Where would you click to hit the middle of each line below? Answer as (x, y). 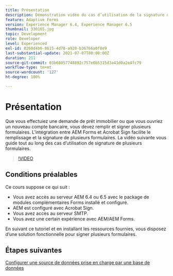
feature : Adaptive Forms (32, 20)
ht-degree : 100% (23, 77)
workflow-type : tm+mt (29, 67)
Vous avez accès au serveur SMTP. (50, 213)
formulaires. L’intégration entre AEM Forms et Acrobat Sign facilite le (78, 132)
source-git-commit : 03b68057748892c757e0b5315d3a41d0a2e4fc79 (73, 63)
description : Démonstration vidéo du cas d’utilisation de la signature (85, 15)
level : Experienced (26, 44)
